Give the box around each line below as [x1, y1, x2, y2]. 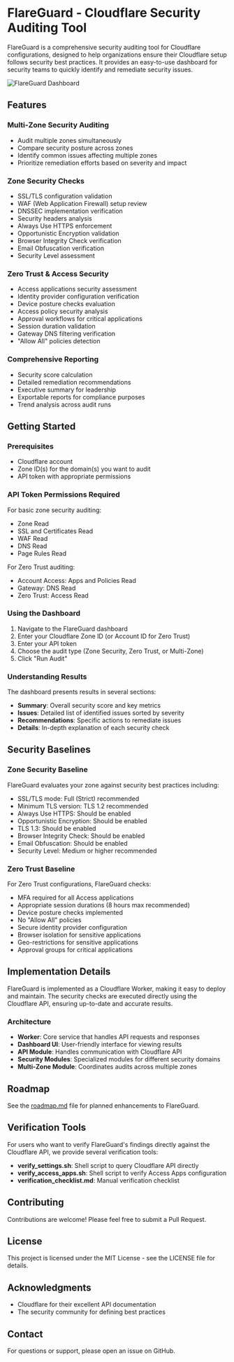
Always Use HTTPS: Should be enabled [17, 809, 131, 818]
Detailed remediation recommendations [17, 378, 131, 386]
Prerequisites [7, 441, 54, 451]
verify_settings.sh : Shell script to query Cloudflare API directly [17, 1161, 199, 1169]
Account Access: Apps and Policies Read [17, 576, 136, 584]
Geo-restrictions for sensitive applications [17, 938, 138, 947]
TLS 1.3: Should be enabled [17, 824, 96, 832]
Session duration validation [17, 322, 96, 331]
